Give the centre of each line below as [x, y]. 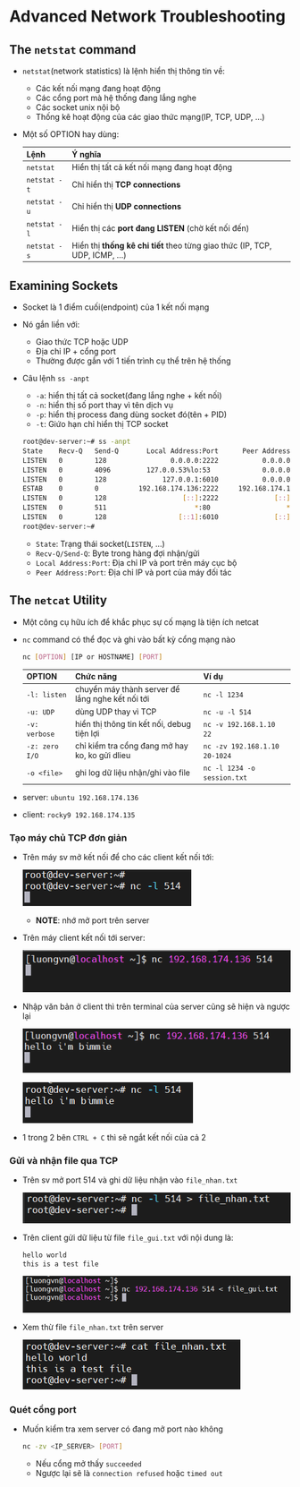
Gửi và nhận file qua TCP [64, 1160]
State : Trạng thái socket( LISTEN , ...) [100, 543]
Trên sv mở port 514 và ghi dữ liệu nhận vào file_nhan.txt [130, 1180]
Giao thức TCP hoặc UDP [82, 342]
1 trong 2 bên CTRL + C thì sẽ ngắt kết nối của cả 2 [114, 1137]
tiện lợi [87, 733]
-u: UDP [41, 712]
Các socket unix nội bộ [78, 107]
